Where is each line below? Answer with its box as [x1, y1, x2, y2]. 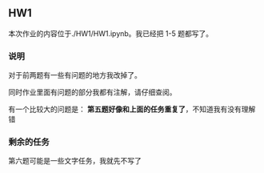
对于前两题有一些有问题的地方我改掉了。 [8, 70, 142, 80]
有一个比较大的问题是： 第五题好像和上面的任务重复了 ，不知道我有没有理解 [8, 104, 256, 115]
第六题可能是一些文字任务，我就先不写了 [8, 156, 142, 166]
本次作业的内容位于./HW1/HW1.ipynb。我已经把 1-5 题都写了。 [8, 28, 214, 38]
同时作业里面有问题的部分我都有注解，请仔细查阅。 [8, 87, 177, 97]
